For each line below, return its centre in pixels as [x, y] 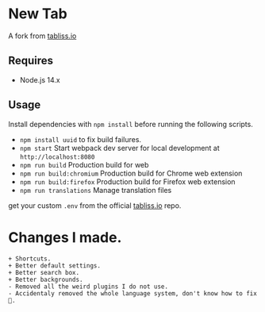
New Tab [38, 14]
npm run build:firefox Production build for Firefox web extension [127, 181]
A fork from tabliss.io [42, 36]
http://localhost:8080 [57, 157]
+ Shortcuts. [30, 259]
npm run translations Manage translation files [96, 190]
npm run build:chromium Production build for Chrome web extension [131, 173]
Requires [31, 61]
